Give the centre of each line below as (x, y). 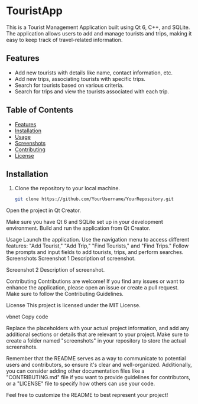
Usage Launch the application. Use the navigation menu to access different (98, 240)
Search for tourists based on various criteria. (69, 85)
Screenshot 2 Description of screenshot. (56, 270)
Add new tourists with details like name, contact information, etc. (94, 73)
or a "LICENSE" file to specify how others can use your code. (81, 384)
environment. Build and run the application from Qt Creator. (78, 228)
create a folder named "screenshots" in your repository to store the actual (96, 341)
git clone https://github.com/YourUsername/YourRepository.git (94, 199)
